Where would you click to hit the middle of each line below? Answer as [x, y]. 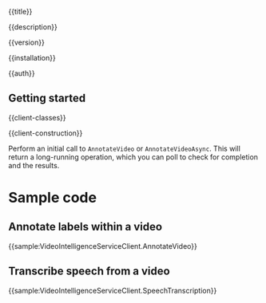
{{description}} [33, 27]
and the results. [34, 165]
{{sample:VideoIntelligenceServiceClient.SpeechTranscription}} [113, 290]
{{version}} [27, 42]
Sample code [53, 198]
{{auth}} [22, 73]
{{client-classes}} [37, 117]
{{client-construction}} [46, 133]
